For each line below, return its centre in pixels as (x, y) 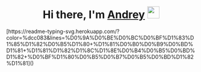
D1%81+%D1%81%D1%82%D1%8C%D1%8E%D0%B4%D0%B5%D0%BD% (101, 50)
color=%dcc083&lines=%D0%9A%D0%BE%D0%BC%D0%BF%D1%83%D (100, 37)
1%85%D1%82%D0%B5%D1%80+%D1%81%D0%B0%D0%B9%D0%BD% (100, 44)
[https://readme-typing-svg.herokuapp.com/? (63, 31)
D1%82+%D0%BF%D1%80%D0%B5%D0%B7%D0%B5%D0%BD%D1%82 (100, 56)
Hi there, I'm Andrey (94, 15)
